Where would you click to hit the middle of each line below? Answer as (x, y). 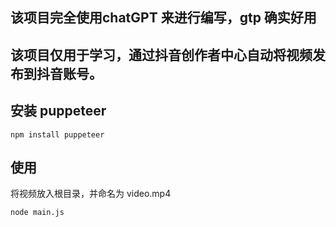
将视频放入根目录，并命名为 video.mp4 (91, 194)
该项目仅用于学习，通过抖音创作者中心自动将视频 (161, 54)
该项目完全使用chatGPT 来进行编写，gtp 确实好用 (163, 18)
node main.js (37, 213)
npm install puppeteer (57, 134)
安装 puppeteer (58, 111)
